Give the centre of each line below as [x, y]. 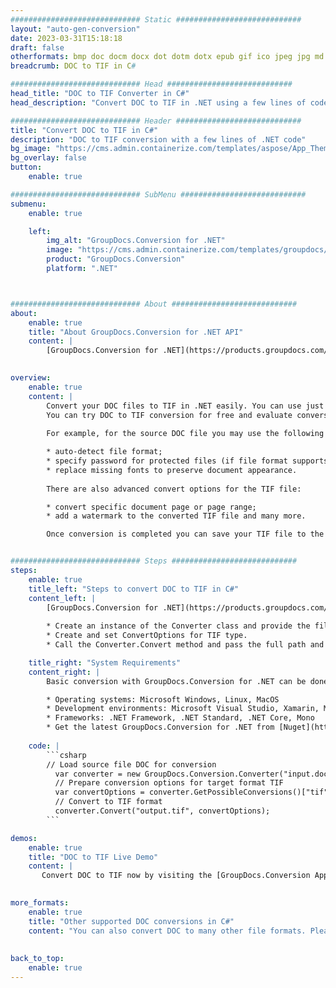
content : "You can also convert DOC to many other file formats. [167, 931]
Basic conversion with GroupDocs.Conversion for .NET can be [176, 681]
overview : [31, 378]
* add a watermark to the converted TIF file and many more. [176, 516]
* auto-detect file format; [104, 452]
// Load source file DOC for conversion [131, 764]
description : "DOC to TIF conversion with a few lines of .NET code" [158, 139]
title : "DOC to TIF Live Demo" [93, 857]
